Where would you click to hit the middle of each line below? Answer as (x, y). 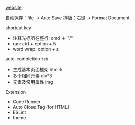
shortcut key (18, 28)
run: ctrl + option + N (35, 44)
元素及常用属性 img (33, 82)
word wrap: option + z (36, 49)
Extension (16, 92)
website (13, 7)
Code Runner (26, 102)
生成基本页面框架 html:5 (38, 69)
